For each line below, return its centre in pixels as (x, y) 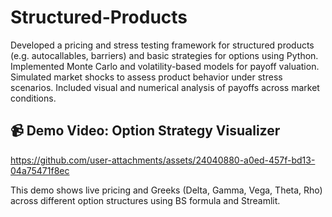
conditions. (33, 98)
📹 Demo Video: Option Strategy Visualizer (145, 131)
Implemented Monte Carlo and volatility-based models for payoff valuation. (165, 66)
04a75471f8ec (40, 170)
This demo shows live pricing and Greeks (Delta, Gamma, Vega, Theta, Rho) (166, 190)
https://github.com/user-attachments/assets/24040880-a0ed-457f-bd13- (163, 160)
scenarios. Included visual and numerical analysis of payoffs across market (165, 87)
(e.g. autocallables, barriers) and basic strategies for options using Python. (164, 55)
